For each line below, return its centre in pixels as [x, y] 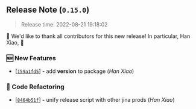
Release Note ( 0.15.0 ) [48, 10]
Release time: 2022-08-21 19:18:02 [64, 24]
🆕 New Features [31, 58]
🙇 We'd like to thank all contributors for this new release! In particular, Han [98, 36]
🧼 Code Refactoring [35, 87]
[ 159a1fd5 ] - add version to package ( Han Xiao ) [74, 71]
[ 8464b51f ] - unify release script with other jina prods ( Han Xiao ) [95, 100]
